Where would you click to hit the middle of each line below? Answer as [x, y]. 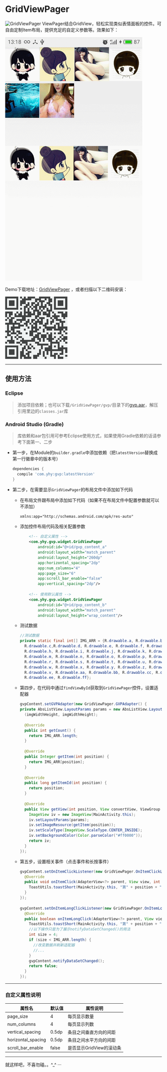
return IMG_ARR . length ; [53, 736]
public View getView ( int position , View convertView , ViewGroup [92, 809]
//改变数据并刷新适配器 [54, 945]
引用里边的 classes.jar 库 [43, 411]
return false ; [43, 966]
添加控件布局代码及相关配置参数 [52, 526]
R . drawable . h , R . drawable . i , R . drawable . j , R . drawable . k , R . [89, 651]
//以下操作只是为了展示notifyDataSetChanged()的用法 [80, 929]
